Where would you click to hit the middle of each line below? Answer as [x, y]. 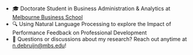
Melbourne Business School [47, 17]
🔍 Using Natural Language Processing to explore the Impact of [92, 24]
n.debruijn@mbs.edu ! [39, 45]
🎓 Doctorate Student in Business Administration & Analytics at [91, 8]
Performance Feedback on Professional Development [79, 33]
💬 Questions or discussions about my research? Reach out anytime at [100, 39]
